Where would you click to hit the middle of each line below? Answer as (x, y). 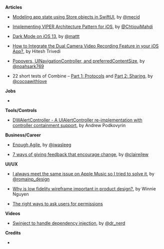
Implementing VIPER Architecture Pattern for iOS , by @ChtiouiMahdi (83, 26)
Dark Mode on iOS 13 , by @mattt (46, 36)
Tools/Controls (21, 110)
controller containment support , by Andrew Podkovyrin (69, 125)
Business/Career (23, 135)
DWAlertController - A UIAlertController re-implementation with (77, 120)
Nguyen (20, 194)
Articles (14, 7)
